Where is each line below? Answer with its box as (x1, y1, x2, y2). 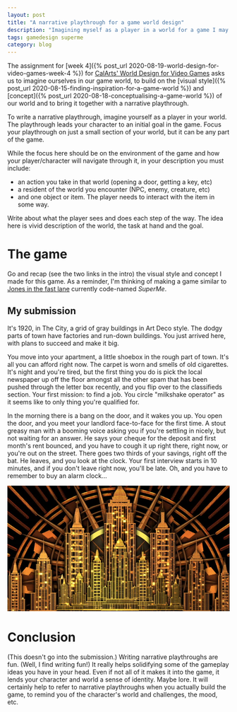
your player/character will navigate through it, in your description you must (7, 156, 224, 165)
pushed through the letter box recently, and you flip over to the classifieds (7, 383, 222, 391)
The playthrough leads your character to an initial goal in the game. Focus (7, 120, 222, 129)
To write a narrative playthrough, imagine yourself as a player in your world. (7, 113, 227, 122)
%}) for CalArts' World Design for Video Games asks (72, 69, 225, 78)
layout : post (7, 11, 46, 18)
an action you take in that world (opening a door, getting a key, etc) (17, 177, 213, 187)
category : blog (7, 41, 52, 49)
